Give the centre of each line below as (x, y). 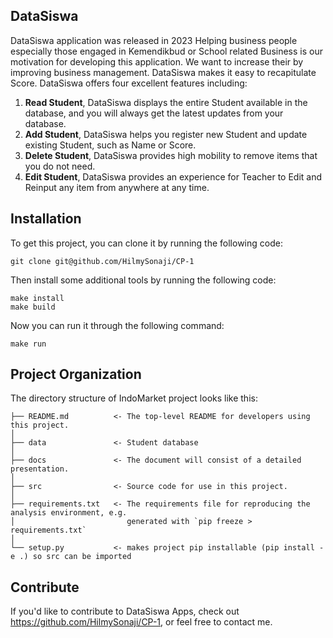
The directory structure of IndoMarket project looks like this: (134, 398)
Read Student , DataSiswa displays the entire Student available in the (166, 102)
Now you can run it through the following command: (117, 325)
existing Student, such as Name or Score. (110, 145)
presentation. (40, 469)
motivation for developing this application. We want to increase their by (157, 61)
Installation (46, 219)
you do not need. (60, 166)
